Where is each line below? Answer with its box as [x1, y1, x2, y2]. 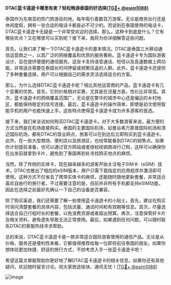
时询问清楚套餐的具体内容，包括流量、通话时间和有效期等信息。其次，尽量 [5, 204, 161, 210]
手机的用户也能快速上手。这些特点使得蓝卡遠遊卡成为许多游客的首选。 [9, 108, 157, 114]
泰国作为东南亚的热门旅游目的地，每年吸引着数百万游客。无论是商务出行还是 [5, 16, 166, 22]
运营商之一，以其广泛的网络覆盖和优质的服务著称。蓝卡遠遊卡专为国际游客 [9, 52, 166, 58]
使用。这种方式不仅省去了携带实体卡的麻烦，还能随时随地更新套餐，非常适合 [5, 174, 166, 180]
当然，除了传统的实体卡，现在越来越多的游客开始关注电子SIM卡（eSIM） [5, 161, 158, 167]
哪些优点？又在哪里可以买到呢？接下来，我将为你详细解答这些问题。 [5, 35, 148, 41]
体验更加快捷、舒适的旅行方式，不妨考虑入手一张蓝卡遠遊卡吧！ [9, 247, 144, 252]
